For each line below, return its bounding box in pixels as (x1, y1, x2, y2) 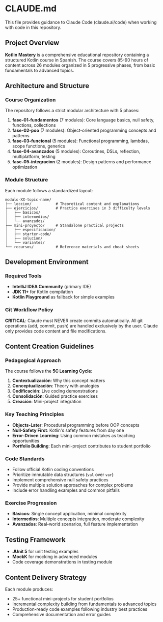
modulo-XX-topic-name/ (5, 197, 52, 202)
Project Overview (5, 39, 59, 47)
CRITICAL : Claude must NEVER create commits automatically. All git (5, 318, 143, 324)
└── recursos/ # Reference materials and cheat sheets (5, 244, 139, 249)
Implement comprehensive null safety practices (12, 477, 109, 482)
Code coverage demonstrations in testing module (12, 559, 112, 565)
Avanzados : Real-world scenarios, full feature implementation (12, 521, 138, 527)
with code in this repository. (5, 24, 61, 30)
